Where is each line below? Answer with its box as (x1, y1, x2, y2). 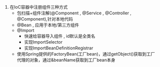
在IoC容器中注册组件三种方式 (9, 4, 68, 10)
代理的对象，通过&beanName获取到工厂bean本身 (16, 57, 115, 63)
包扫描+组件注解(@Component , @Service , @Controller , (16, 10, 132, 16)
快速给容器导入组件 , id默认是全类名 (24, 33, 96, 39)
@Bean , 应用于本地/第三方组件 (16, 22, 79, 28)
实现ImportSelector (24, 39, 63, 45)
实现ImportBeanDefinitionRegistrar (24, 45, 94, 51)
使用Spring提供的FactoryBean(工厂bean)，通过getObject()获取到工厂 (16, 51, 155, 56)
